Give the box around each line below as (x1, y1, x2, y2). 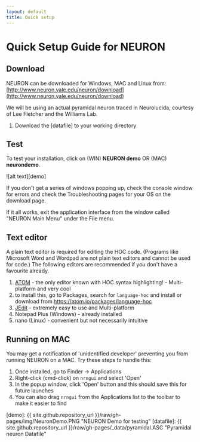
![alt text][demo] (6, 173, 47, 180)
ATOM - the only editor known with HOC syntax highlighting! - (14, 279, 168, 286)
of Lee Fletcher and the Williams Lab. (6, 110, 98, 117)
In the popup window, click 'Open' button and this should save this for (14, 380, 187, 388)
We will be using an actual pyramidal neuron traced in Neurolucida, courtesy (6, 104, 194, 111)
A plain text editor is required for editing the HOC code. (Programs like (6, 248, 179, 256)
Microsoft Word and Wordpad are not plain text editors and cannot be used (6, 254, 191, 262)
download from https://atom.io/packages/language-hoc (14, 298, 152, 305)
